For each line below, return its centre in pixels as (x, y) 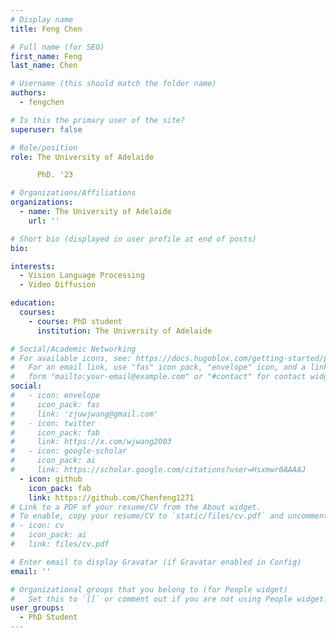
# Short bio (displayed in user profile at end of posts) (133, 239)
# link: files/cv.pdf (60, 544)
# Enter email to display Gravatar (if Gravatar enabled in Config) (156, 562)
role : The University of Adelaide (82, 157)
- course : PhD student (75, 321)
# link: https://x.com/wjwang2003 (91, 442)
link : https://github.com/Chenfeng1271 (111, 497)
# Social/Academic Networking (73, 349)
